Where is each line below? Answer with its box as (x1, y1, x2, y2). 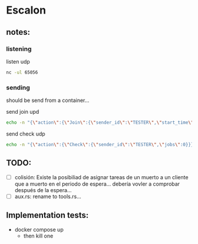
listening (6, 45, 32, 53)
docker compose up (14, 226, 64, 233)
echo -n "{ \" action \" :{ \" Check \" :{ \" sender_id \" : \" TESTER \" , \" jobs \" (6, 141, 181, 147)
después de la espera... (14, 186, 72, 193)
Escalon (6, 4, 46, 17)
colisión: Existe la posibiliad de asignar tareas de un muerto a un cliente (14, 173, 189, 180)
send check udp (6, 130, 45, 137)
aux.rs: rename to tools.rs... (14, 193, 81, 200)
